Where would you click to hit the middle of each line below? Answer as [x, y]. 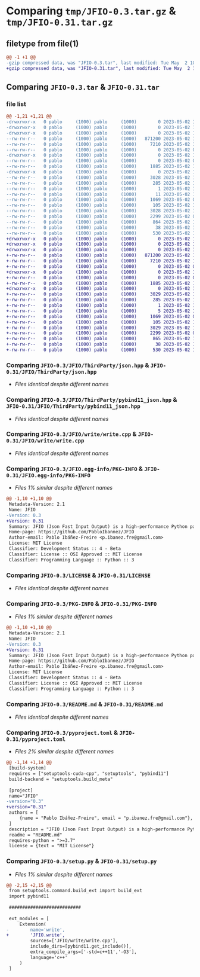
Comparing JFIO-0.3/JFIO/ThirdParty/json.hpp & [78, 365]
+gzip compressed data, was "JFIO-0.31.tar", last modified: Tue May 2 [98, 68]
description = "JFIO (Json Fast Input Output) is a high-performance [97, 829]
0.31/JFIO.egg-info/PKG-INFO [49, 475]
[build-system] [27, 768]
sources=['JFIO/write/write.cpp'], [74, 941]
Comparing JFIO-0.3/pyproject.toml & [62, 732]
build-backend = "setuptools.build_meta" [61, 779]
